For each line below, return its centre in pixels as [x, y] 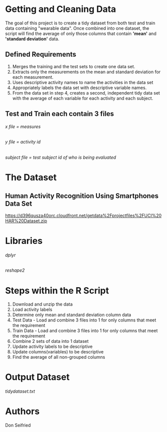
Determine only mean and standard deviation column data [72, 315]
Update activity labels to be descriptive [52, 346]
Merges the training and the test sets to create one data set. [74, 66]
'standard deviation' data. [32, 39]
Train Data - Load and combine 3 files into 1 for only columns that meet [85, 331]
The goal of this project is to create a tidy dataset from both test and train [80, 23]
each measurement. [33, 77]
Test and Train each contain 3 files [60, 114]
